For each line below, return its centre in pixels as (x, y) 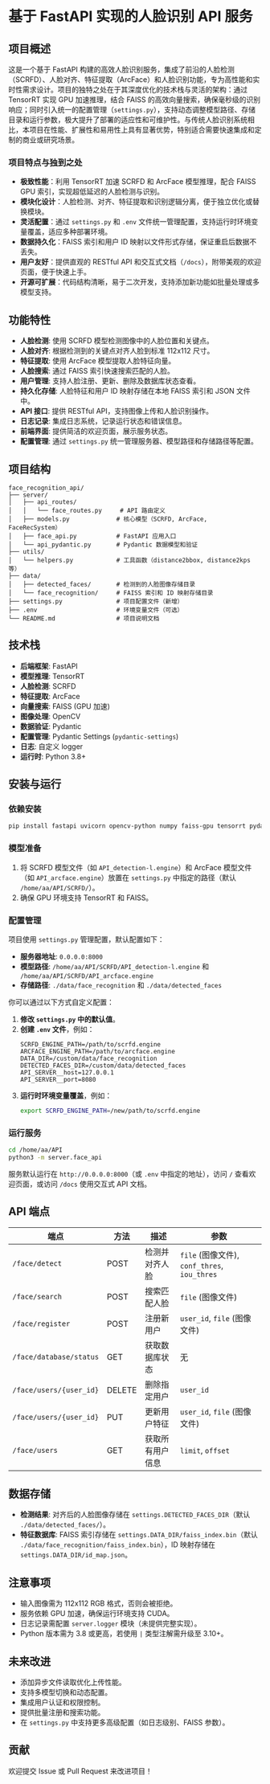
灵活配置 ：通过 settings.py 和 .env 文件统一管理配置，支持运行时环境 (135, 222)
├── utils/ (27, 551)
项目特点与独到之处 (45, 162)
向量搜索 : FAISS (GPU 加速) (65, 706)
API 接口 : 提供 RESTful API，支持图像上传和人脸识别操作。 (117, 411)
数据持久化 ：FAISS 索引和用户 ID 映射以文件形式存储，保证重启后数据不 (138, 242)
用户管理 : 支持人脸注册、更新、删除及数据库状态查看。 (110, 381)
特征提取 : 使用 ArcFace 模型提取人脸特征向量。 (98, 361)
